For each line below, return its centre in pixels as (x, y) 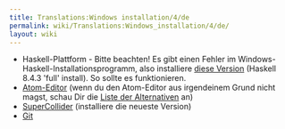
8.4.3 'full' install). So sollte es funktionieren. (104, 78)
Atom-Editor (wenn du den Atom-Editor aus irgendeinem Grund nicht (149, 88)
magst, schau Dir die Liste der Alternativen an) (108, 97)
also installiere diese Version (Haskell (208, 69)
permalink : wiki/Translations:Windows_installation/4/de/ (119, 26)
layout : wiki (34, 34)
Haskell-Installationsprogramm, (80, 69)
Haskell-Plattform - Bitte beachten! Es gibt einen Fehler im (129, 60)
